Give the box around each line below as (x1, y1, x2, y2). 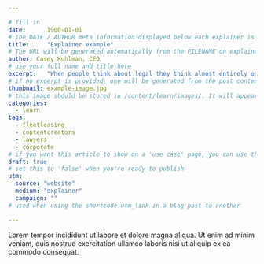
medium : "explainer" (15, 187, 82, 195)
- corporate (15, 143, 55, 151)
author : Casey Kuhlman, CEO (8, 55, 101, 63)
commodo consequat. (8, 247, 79, 256)
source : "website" (15, 180, 76, 188)
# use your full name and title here (8, 62, 132, 71)
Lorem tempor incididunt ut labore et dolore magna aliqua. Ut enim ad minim (8, 230, 255, 240)
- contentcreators (15, 128, 76, 136)
